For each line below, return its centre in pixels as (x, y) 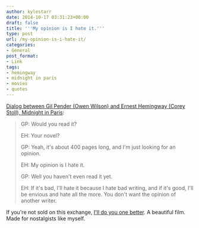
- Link (14, 61)
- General (18, 51)
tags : (13, 67)
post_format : (22, 56)
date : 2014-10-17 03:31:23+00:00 (48, 17)
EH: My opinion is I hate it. (53, 165)
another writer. (39, 201)
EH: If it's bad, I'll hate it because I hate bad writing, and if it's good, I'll (107, 188)
